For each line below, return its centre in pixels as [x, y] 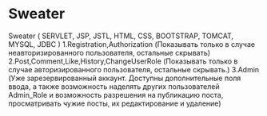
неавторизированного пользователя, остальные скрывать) [109, 52]
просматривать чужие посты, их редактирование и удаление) [115, 103]
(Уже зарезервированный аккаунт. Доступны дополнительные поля [125, 78]
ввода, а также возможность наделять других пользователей [114, 86]
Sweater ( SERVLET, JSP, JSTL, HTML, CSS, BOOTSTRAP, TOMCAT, [121, 36]
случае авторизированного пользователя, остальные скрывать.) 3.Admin [134, 69]
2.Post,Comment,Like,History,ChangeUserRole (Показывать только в [123, 61]
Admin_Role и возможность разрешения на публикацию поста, [116, 95]
